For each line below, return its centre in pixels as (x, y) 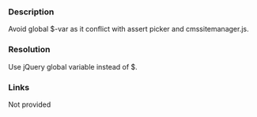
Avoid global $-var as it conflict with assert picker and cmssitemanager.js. (128, 29)
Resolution (29, 50)
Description (31, 12)
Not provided (30, 104)
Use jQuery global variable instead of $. (73, 66)
